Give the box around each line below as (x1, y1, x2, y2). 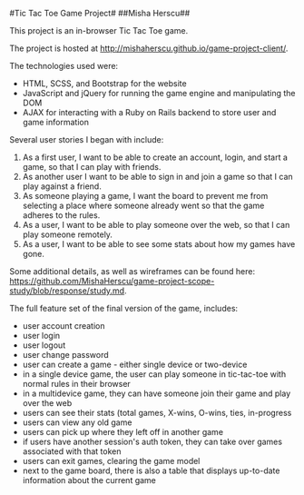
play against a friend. (22, 181, 102, 192)
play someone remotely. (22, 229, 113, 240)
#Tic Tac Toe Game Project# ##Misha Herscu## (9, 8, 191, 18)
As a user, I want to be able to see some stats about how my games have (22, 239, 296, 249)
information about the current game (22, 475, 157, 485)
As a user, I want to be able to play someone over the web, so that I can (22, 220, 290, 230)
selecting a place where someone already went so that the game (22, 200, 265, 211)
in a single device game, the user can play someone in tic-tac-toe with (22, 369, 287, 380)
